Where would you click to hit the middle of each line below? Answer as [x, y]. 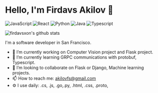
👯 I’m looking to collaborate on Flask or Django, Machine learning [78, 68]
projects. [21, 72]
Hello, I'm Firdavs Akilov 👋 [59, 10]
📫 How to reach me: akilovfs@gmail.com [54, 78]
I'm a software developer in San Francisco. [48, 42]
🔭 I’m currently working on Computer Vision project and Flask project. [83, 52]
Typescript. [24, 62]
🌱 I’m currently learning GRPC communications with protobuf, [74, 57]
